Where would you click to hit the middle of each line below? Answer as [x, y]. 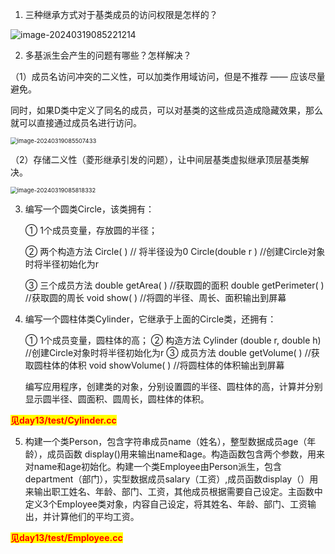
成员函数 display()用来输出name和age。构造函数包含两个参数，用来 [185, 454]
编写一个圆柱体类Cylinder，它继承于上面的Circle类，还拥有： [150, 319]
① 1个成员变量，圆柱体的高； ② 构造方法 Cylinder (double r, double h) [173, 340]
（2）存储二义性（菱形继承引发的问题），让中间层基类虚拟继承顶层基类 [155, 159]
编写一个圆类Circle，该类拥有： [89, 209]
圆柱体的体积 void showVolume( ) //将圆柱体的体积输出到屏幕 [159, 365]
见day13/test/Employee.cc [66, 537]
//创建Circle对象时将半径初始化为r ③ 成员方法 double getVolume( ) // [168, 352]
